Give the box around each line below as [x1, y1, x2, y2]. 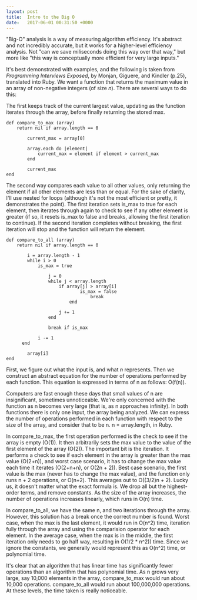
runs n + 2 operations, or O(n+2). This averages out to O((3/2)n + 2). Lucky [6, 477, 189, 484]
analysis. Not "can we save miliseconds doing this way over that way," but [6, 48, 186, 55]
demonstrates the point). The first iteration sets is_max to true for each [6, 201, 178, 208]
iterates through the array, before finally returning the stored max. [6, 108, 165, 116]
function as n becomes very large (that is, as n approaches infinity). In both [6, 403, 188, 410]
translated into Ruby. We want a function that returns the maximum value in [6, 78, 188, 85]
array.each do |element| [27, 146, 88, 152]
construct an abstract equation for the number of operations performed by [6, 372, 187, 380]
